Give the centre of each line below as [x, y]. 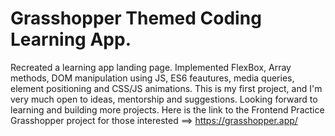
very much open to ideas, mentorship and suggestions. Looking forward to [164, 99]
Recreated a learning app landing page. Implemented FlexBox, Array [151, 67]
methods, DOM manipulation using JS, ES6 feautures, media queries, [152, 78]
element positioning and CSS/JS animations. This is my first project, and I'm [166, 88]
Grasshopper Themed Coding [136, 18]
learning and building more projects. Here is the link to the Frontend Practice [167, 109]
